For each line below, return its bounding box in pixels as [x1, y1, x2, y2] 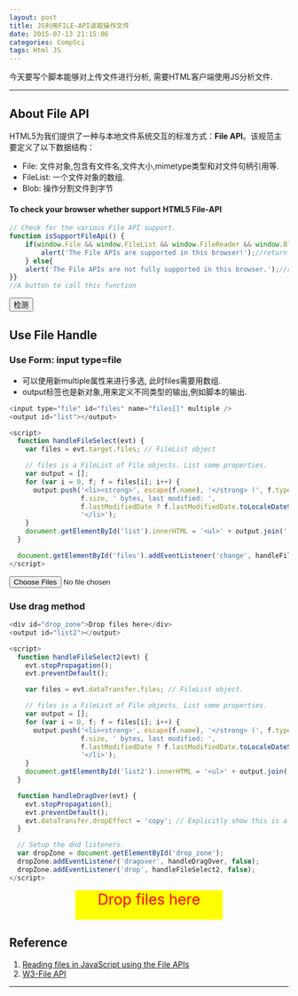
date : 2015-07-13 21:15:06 [9, 29, 109, 38]
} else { [25, 257, 53, 265]
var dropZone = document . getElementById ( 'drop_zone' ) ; [17, 849, 224, 858]
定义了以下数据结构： [16, 141, 95, 152]
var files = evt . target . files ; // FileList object [25, 445, 216, 454]
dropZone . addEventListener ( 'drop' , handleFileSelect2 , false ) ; [17, 865, 255, 874]
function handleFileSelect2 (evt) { [17, 652, 149, 661]
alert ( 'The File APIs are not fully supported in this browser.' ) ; [25, 265, 279, 273]
